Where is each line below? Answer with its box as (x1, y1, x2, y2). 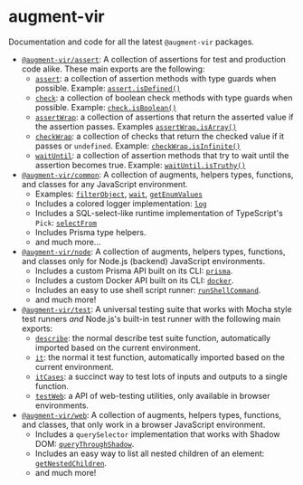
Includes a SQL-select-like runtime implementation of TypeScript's (34, 207, 284, 218)
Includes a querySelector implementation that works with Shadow (34, 428, 281, 440)
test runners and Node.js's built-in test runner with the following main (21, 313, 281, 324)
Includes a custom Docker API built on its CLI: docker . (34, 274, 234, 286)
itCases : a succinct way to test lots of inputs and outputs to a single (34, 371, 289, 382)
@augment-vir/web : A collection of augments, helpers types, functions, (21, 409, 282, 420)
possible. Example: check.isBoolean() (34, 101, 177, 112)
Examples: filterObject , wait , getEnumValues (34, 188, 203, 199)
